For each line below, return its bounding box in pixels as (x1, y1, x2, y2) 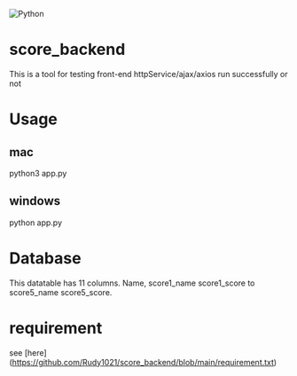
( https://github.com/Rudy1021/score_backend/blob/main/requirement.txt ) (9, 356, 277, 367)
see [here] (9, 347, 47, 358)
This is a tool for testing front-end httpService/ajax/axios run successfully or (9, 68, 288, 79)
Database (9, 248, 82, 268)
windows (9, 193, 61, 208)
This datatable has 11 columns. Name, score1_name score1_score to (9, 278, 255, 288)
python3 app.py (9, 168, 67, 178)
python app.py (9, 217, 63, 228)
